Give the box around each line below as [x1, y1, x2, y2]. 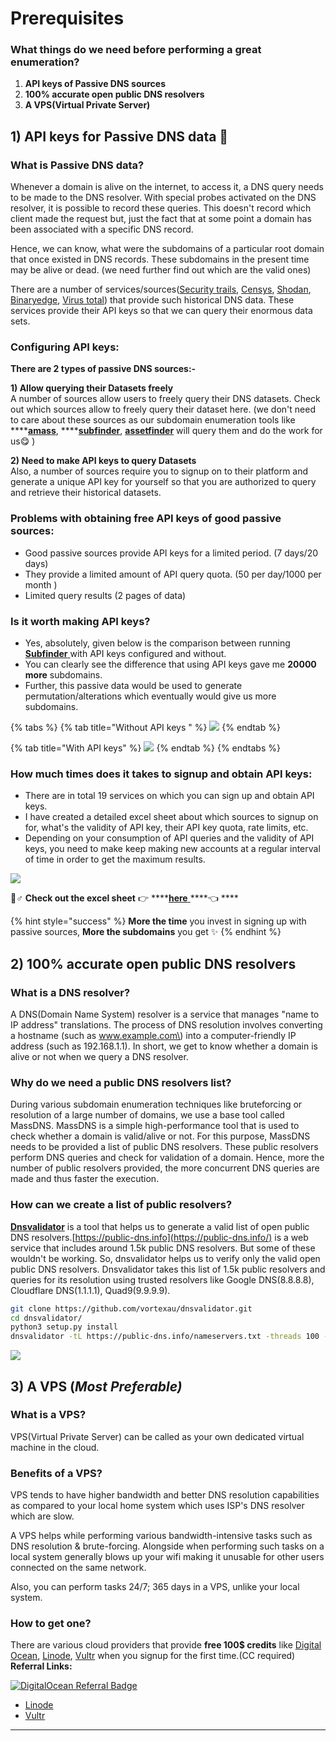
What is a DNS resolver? [10, 985, 131, 999]
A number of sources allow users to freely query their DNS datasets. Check [10, 393, 321, 405]
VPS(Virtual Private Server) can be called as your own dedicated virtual [10, 1430, 305, 1442]
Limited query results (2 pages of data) [24, 589, 187, 601]
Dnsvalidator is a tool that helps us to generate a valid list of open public [10, 1220, 310, 1232]
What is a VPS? [10, 1408, 87, 1422]
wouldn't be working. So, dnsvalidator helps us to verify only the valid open [10, 1252, 321, 1264]
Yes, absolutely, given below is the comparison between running [24, 637, 291, 649]
